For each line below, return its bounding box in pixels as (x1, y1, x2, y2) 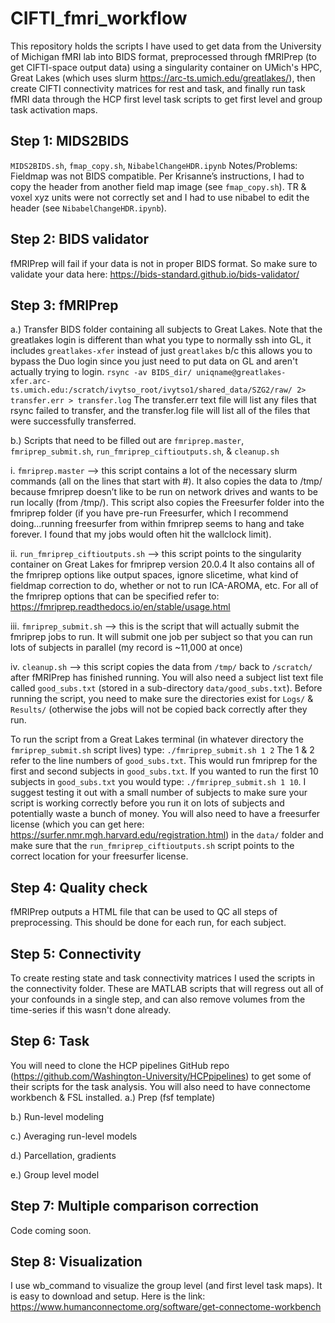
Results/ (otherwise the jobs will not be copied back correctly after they (10, 703, 308, 716)
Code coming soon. (10, 1224, 92, 1236)
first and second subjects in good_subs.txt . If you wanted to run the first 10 (10, 765, 319, 777)
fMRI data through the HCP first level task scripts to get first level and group (10, 93, 323, 105)
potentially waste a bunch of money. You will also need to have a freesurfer (10, 808, 321, 820)
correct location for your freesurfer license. (10, 850, 189, 862)
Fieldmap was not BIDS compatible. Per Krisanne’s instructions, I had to (10, 170, 305, 182)
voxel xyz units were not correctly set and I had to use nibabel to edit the (10, 191, 310, 203)
